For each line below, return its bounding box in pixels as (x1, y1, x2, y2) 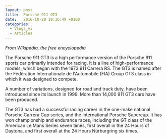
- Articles (10, 31, 33, 36)
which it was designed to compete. (5, 76, 78, 82)
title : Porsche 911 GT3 (5, 12, 58, 17)
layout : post (5, 7, 33, 13)
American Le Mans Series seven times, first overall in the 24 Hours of (5, 122, 150, 128)
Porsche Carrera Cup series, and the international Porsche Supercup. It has (5, 112, 162, 118)
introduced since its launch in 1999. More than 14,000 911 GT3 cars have (5, 91, 155, 97)
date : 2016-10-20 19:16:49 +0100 (5, 17, 80, 22)
